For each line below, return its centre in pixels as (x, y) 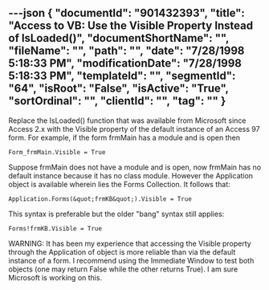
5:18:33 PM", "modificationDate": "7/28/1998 (125, 63)
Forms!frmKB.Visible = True (55, 228)
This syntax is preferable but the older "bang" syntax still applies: (116, 214)
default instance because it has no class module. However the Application (131, 175)
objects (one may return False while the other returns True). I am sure (123, 269)
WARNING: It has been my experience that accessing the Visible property (130, 243)
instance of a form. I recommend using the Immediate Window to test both (131, 260)
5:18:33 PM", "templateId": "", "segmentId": (122, 76)
